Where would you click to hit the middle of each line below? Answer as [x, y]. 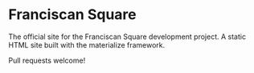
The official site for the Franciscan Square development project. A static [127, 36]
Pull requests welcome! [47, 60]
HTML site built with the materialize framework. [87, 44]
